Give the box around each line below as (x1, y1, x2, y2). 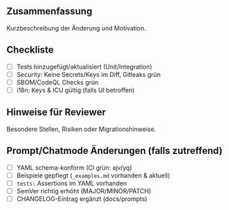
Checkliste (6, 44, 54, 56)
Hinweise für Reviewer (6, 107, 107, 119)
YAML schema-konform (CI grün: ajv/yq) (16, 163, 132, 172)
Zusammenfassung (6, 6, 93, 17)
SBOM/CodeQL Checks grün (16, 78, 99, 86)
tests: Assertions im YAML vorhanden (16, 179, 127, 187)
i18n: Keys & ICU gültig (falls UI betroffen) (16, 86, 135, 94)
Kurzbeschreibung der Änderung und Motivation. (6, 24, 147, 32)
